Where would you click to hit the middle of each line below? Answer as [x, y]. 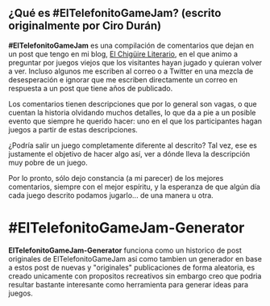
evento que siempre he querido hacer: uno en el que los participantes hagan [135, 121]
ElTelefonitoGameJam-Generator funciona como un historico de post [125, 250]
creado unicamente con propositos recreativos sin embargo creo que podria [135, 276]
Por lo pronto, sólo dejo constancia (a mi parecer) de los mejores [116, 178]
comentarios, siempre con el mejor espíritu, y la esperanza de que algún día [134, 187]
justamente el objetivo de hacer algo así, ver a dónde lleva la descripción [129, 153]
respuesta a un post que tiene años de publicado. [91, 88]
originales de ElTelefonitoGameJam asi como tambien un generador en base [135, 258]
